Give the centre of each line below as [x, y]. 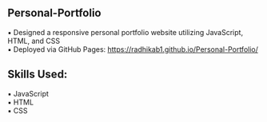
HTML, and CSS [34, 41]
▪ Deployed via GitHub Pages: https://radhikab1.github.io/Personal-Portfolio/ [133, 49]
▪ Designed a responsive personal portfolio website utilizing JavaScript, [126, 32]
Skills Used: [38, 75]
